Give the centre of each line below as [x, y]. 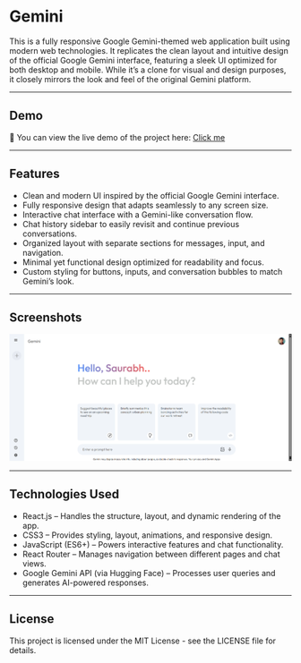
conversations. [50, 234]
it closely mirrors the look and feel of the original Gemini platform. [130, 79]
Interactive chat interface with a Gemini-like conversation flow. [138, 214]
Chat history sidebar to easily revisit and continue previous [131, 224]
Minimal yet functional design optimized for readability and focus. [143, 262]
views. [34, 563]
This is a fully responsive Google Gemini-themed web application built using [150, 41]
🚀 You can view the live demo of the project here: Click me [117, 137]
